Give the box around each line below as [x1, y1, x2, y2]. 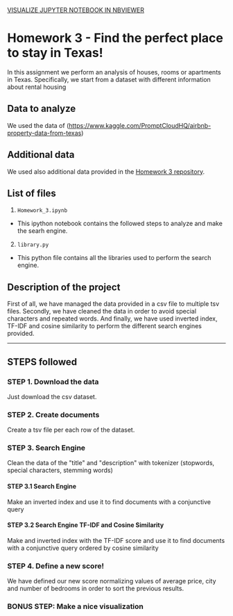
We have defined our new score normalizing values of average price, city [7, 577, 216, 585]
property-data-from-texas [7, 129, 82, 137]
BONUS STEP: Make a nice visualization [7, 601, 144, 611]
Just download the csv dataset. [7, 392, 97, 400]
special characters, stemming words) [7, 466, 113, 475]
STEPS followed [7, 356, 78, 368]
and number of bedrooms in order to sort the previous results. [7, 584, 184, 593]
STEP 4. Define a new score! [7, 561, 104, 571]
